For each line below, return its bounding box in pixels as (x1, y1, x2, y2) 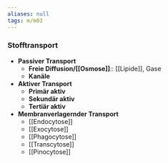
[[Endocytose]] (28, 117, 73, 125)
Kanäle (28, 72, 50, 80)
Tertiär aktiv (28, 102, 66, 110)
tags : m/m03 (7, 17, 43, 24)
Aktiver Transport (17, 79, 73, 88)
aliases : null (7, 10, 50, 18)
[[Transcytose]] (28, 140, 75, 148)
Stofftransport (7, 41, 59, 51)
